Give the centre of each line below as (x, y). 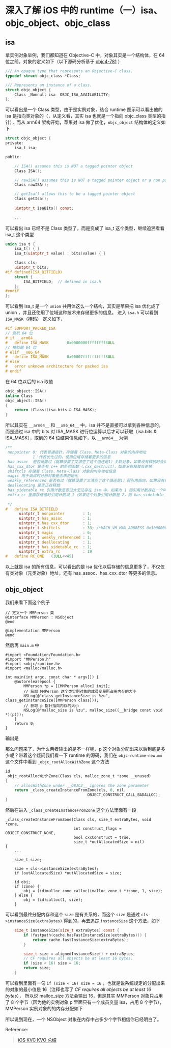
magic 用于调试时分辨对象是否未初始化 (43, 476)
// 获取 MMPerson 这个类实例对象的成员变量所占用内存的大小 (80, 691)
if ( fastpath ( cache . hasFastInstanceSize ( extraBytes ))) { (85, 935)
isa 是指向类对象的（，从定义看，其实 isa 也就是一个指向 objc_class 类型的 (83, 116)
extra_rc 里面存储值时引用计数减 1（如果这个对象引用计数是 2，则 (70, 495)
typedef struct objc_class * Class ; (43, 76)
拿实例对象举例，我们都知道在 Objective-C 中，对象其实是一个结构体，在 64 (85, 55)
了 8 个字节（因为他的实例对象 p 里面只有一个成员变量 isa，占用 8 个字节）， (85, 1002)
